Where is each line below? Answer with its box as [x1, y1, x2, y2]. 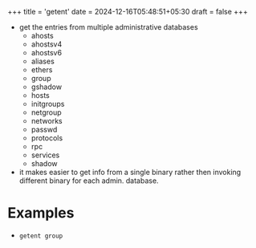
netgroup [30, 108, 62, 117]
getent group [18, 232, 63, 240]
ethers [30, 65, 53, 75]
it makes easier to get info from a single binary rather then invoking [18, 168, 242, 177]
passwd [30, 124, 58, 134]
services [30, 150, 60, 160]
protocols [30, 133, 63, 143]
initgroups [30, 100, 65, 108]
